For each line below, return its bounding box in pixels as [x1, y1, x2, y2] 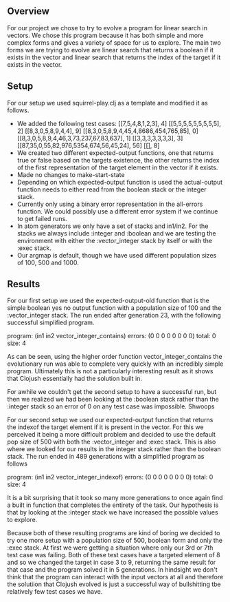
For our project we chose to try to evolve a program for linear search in [7, 23, 208, 32]
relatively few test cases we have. [7, 588, 103, 596]
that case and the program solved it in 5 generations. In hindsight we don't [7, 565, 218, 574]
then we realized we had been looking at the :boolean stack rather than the [7, 395, 220, 404]
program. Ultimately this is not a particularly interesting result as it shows [7, 367, 214, 375]
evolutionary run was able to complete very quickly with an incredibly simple [7, 360, 224, 368]
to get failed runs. [16, 214, 67, 222]
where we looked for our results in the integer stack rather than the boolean [7, 445, 221, 453]
